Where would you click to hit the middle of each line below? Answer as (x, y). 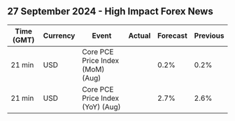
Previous (209, 36)
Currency (59, 36)
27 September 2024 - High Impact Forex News (110, 12)
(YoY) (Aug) (101, 106)
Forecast (172, 36)
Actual (140, 36)
